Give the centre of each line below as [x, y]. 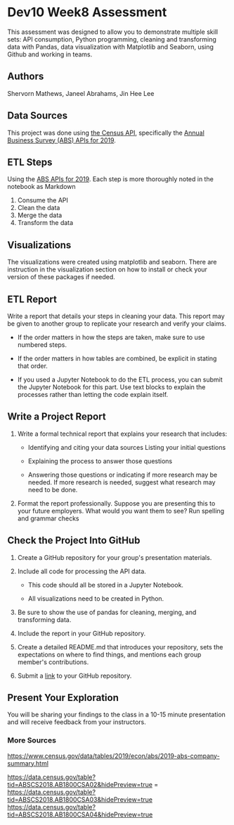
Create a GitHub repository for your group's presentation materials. [115, 557]
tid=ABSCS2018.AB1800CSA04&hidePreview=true [80, 814]
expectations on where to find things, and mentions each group [109, 654]
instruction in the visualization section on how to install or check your [107, 269]
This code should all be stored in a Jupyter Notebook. [106, 585]
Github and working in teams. [50, 54]
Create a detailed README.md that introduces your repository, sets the [120, 647]
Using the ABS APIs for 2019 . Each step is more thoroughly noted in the [111, 179]
